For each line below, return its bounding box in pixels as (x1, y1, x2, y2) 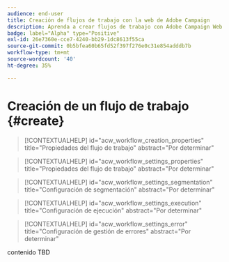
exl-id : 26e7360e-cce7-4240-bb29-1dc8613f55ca (7, 36, 145, 43)
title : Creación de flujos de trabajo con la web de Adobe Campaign (7, 17, 210, 24)
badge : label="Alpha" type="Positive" (7, 29, 120, 37)
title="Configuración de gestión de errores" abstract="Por (24, 227, 191, 236)
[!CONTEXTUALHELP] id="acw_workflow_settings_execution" (24, 199, 202, 207)
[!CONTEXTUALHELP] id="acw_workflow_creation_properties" (24, 136, 204, 144)
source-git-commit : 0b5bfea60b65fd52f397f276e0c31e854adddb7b (7, 43, 191, 49)
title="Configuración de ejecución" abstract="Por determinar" (24, 206, 203, 215)
